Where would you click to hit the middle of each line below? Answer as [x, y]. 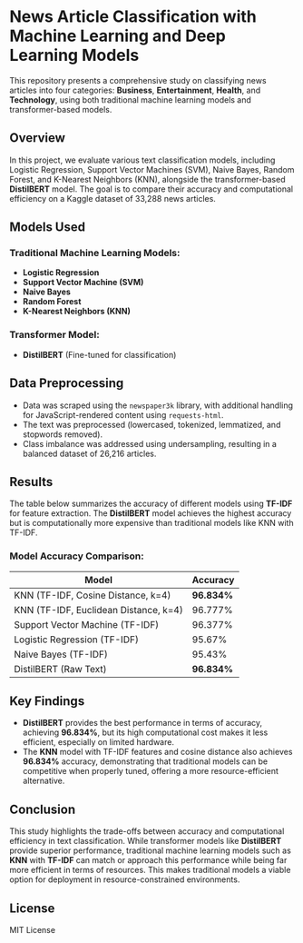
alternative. [44, 781]
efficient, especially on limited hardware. [98, 742]
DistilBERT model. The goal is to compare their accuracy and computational [151, 189]
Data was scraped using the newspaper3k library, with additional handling [157, 405]
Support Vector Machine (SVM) [83, 283]
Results [31, 482]
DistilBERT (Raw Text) [60, 669]
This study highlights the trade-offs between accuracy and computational [147, 831]
